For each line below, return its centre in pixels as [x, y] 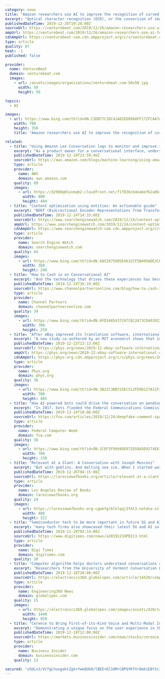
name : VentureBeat [28, 69]
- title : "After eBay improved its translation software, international [85, 334]
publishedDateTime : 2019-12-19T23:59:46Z [57, 155]
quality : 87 [17, 46]
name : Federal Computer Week [48, 431]
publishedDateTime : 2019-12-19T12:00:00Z [57, 633]
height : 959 [35, 619]
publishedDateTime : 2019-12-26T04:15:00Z [57, 472]
